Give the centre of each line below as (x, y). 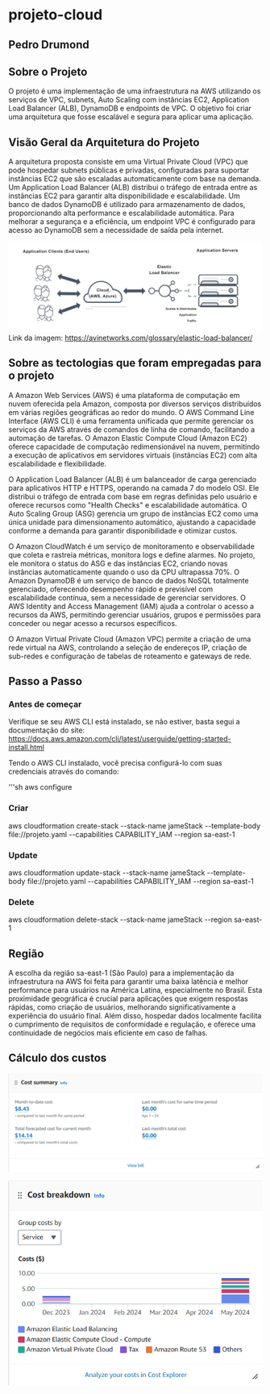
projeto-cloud (56, 15)
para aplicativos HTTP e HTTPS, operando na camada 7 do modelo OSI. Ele (134, 487)
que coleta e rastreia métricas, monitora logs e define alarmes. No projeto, (132, 554)
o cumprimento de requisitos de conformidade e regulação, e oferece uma (132, 1024)
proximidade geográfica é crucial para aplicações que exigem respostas (128, 999)
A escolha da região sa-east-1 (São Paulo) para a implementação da (121, 973)
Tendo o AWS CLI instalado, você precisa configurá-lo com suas (116, 763)
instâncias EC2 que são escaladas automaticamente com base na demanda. (135, 179)
